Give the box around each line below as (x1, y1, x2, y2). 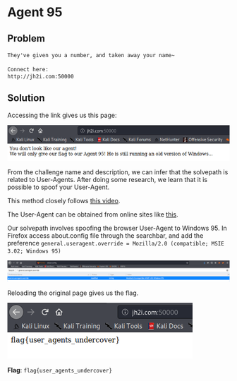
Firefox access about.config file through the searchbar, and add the (7, 231, 204, 240)
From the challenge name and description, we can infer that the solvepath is (7, 167, 229, 176)
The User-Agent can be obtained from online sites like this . (7, 210, 178, 219)
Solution (7, 92, 45, 104)
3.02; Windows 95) (7, 248, 61, 255)
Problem (7, 32, 46, 44)
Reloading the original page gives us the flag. (7, 289, 139, 297)
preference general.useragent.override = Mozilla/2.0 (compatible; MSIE (7, 238, 224, 247)
